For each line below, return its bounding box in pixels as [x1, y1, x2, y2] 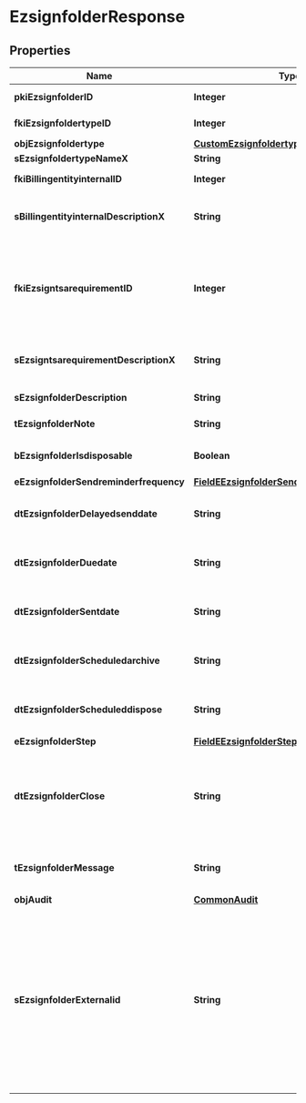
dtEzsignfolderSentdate [14, 606, 120, 618]
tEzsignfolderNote [14, 417, 96, 430]
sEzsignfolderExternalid [14, 994, 121, 1006]
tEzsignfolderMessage [14, 862, 115, 873]
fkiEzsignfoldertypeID [14, 117, 112, 129]
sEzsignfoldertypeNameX [14, 152, 129, 165]
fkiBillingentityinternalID [14, 173, 123, 185]
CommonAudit [193, 894, 259, 905]
